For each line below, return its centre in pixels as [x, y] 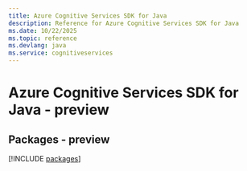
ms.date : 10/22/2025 [43, 31]
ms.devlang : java [37, 46]
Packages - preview [59, 139]
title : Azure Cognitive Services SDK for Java [88, 16]
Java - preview [59, 110]
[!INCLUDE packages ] [45, 159]
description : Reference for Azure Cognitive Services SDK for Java [124, 23]
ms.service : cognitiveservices [61, 53]
